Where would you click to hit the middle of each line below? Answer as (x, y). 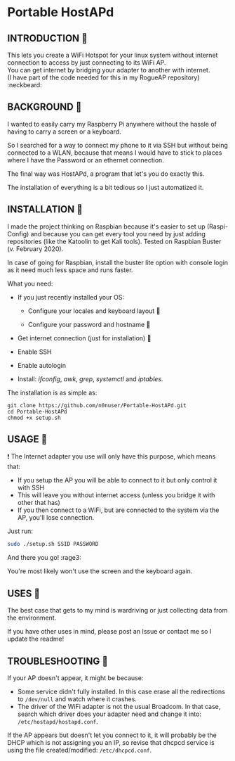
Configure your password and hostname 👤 (89, 324)
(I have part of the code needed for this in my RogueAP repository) (103, 77)
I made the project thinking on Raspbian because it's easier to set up (106, 226)
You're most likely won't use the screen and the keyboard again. (100, 571)
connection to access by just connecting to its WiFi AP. (87, 63)
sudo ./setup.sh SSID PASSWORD (53, 544)
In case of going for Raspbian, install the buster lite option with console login (118, 262)
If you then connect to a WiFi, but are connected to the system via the (118, 510)
